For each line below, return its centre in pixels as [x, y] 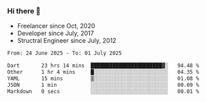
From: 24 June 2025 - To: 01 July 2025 [65, 53]
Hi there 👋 [24, 11]
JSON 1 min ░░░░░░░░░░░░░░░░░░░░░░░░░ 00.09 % [103, 85]
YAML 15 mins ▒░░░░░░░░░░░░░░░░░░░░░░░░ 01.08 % [103, 79]
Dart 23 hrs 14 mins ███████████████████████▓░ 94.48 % [103, 66]
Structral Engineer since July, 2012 [67, 41]
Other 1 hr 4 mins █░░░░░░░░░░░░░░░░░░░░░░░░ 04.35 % [103, 72]
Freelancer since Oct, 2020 [56, 26]
